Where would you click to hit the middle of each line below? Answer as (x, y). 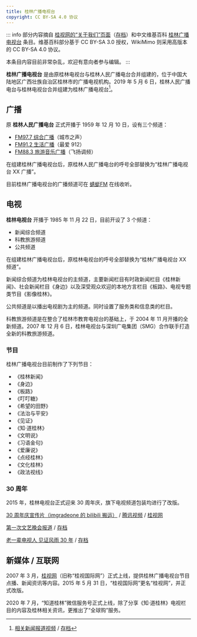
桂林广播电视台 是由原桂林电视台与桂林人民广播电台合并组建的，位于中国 (94, 74)
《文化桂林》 (30, 465)
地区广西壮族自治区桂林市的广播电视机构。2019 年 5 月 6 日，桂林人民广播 (101, 81)
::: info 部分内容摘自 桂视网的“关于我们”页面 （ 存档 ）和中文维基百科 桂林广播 (98, 34)
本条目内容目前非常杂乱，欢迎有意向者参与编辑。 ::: (68, 62)
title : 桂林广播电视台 (31, 11)
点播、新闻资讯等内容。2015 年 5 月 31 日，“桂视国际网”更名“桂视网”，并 (94, 583)
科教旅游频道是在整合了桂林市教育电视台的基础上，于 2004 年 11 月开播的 (95, 318)
